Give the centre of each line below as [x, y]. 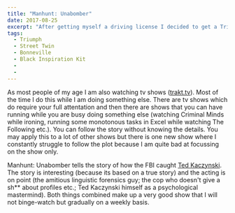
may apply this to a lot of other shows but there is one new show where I [112, 136]
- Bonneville [33, 53]
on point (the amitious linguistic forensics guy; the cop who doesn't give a [114, 179]
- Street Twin [34, 46]
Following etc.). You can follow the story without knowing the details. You [113, 129]
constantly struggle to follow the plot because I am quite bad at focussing [113, 144]
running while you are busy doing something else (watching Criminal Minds [116, 114]
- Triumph [28, 40]
